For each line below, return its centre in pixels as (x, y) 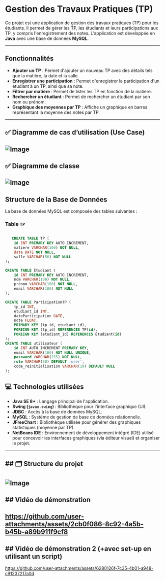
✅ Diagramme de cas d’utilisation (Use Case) (75, 132)
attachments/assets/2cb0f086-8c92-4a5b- (74, 524)
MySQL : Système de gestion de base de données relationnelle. (77, 417)
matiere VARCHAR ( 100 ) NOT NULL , (47, 248)
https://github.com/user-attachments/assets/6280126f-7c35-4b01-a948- (79, 568)
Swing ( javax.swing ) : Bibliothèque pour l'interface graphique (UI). (80, 406)
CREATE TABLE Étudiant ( (30, 270)
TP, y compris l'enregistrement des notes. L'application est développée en (80, 33)
